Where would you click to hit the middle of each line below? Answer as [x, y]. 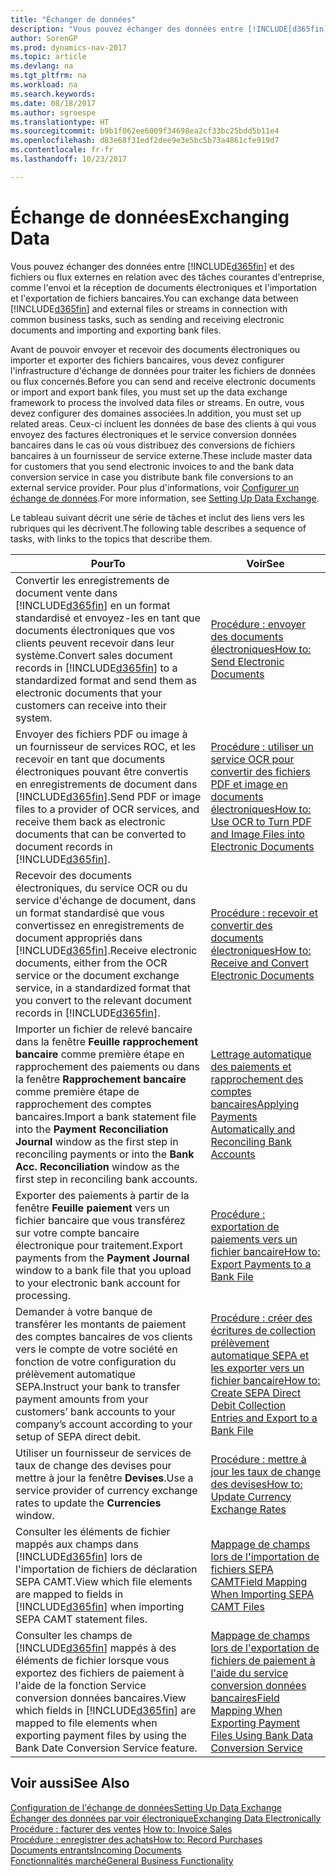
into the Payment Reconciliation [92, 1129]
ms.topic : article [48, 57]
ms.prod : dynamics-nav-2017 [69, 47]
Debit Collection [248, 1405]
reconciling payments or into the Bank [105, 1154]
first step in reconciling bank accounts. [106, 1179]
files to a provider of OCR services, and [107, 809]
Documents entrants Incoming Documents [96, 1850]
